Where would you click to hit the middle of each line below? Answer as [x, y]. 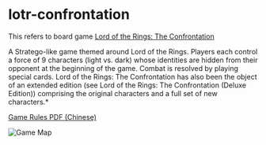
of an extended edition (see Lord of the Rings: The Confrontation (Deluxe [127, 85]
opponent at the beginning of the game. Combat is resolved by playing [123, 68]
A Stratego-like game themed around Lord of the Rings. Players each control [133, 51]
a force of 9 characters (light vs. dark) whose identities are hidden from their [133, 60]
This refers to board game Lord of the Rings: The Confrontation [112, 36]
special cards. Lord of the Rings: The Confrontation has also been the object [133, 76]
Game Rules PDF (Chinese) [53, 117]
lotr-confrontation [69, 15]
